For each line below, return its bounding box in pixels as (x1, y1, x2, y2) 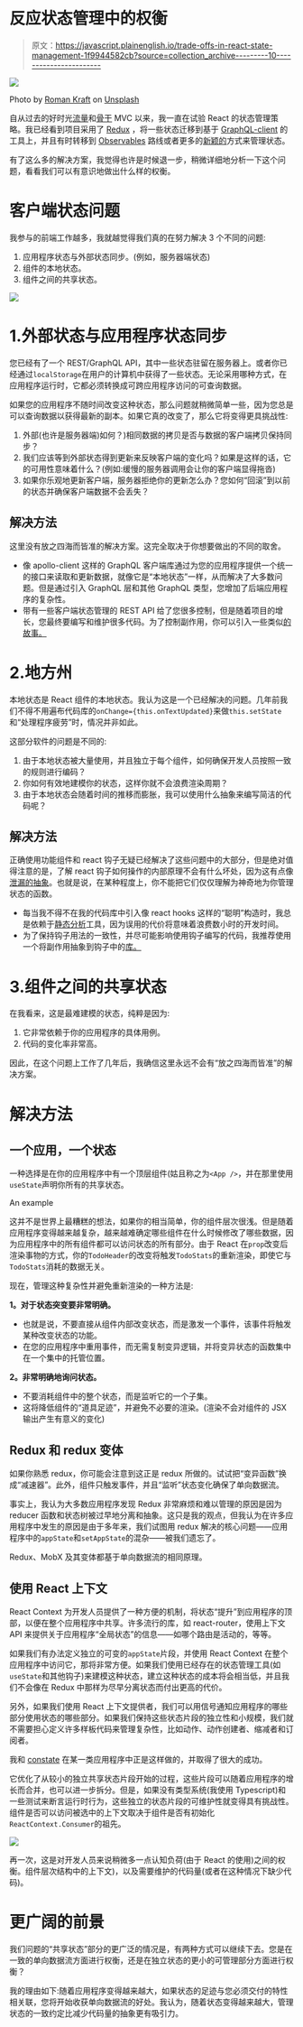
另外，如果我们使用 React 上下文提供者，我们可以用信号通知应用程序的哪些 (9, 1700, 289, 1711)
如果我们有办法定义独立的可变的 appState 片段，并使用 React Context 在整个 (9, 1648, 289, 1659)
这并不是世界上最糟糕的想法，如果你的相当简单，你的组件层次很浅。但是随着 (9, 1216, 294, 1227)
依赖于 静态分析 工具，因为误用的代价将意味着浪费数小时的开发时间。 (30, 919, 284, 930)
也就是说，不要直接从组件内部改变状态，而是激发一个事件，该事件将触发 (22, 1319, 291, 1329)
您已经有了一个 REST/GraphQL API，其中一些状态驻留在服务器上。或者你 (9, 357, 280, 368)
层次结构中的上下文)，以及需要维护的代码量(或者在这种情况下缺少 (40, 1865, 284, 1876)
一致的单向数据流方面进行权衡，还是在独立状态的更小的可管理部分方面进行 (9, 1955, 286, 1966)
